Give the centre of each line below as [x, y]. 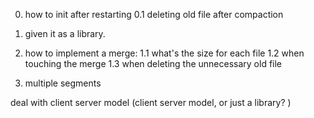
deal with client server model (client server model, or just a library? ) [151, 102]
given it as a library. [65, 33]
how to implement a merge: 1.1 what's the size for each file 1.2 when [164, 53]
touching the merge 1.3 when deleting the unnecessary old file [153, 63]
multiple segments [63, 83]
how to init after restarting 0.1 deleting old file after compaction [154, 14]
